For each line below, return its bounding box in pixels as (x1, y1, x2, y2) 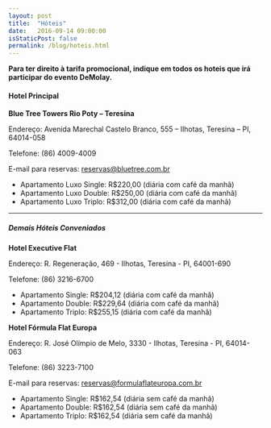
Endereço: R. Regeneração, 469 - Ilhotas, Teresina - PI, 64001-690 (8, 259, 231, 268)
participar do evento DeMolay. (8, 73, 113, 82)
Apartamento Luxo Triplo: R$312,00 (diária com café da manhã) (19, 197, 231, 206)
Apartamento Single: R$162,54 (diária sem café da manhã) (19, 394, 215, 404)
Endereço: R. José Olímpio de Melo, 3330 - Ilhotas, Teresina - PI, (8, 339, 224, 348)
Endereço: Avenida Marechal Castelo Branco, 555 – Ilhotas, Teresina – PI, (8, 124, 252, 134)
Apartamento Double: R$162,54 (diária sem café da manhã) (19, 402, 218, 412)
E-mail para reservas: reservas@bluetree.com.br (8, 164, 171, 174)
